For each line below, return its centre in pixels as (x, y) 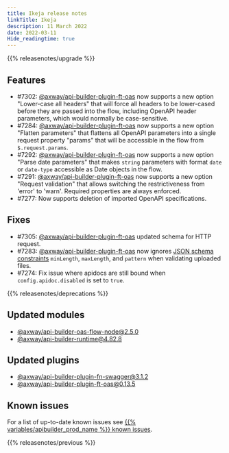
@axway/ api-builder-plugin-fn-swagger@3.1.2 (83, 377)
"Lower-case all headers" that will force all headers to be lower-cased (116, 103)
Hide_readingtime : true (41, 39)
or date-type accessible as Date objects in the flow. (89, 169)
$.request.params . (43, 147)
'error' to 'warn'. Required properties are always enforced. (99, 191)
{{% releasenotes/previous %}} (51, 443)
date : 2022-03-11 (32, 33)
